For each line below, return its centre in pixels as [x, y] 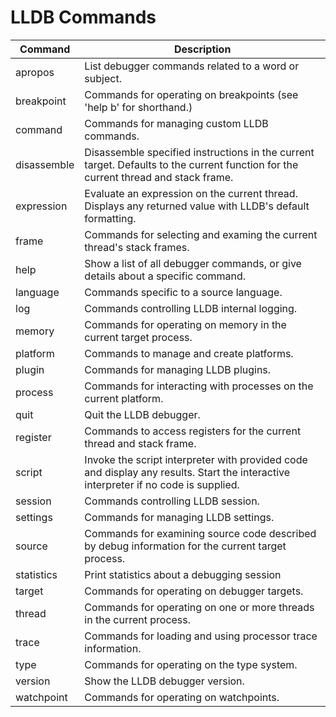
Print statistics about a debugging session [183, 574]
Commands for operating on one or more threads [199, 607]
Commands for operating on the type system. [191, 664]
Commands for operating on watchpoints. [182, 697]
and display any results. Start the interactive [187, 472]
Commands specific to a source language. [183, 292]
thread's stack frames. [137, 247]
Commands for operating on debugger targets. [194, 591]
